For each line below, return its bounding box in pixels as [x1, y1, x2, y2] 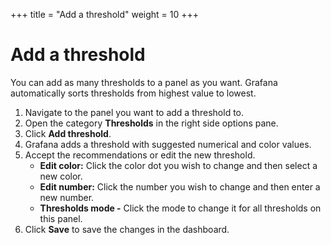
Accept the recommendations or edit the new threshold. [24, 149, 256, 161]
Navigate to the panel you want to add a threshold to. [24, 106, 245, 118]
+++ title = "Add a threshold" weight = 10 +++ [10, 9, 200, 20]
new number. [39, 191, 95, 203]
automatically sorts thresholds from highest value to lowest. [10, 87, 257, 99]
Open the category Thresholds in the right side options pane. [24, 117, 279, 129]
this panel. [39, 212, 83, 224]
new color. [39, 170, 83, 182]
